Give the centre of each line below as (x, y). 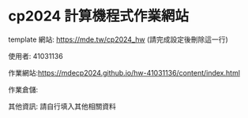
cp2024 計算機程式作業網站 (99, 16)
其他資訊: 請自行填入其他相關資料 (62, 106)
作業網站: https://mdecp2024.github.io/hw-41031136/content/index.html (124, 72)
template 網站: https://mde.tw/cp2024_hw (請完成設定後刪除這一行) (118, 39)
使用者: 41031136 (36, 56)
